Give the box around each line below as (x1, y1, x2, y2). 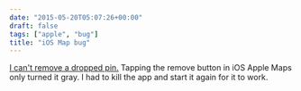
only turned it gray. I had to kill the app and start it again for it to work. (9, 72, 269, 83)
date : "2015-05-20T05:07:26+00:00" (9, 12, 143, 22)
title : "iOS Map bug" (9, 37, 91, 47)
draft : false (9, 21, 59, 30)
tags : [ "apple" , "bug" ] (9, 29, 99, 38)
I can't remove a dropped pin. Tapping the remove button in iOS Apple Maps (9, 62, 293, 73)
